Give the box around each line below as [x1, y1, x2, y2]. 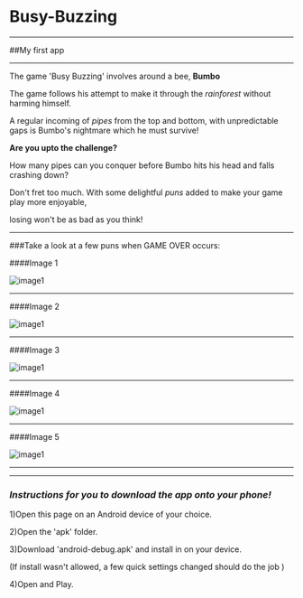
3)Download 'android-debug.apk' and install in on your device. [9, 544, 242, 555]
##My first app [9, 44, 65, 55]
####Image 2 [9, 301, 60, 312]
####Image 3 [9, 344, 60, 355]
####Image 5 [9, 431, 60, 442]
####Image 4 [9, 388, 60, 398]
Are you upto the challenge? [9, 142, 117, 153]
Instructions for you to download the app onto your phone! [9, 488, 272, 500]
